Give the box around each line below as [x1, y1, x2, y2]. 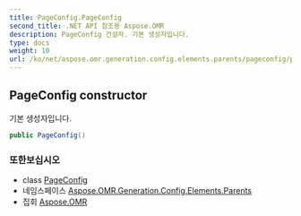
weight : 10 [9, 47, 50, 56]
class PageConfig [21, 174, 88, 185]
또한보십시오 [9, 153, 61, 166]
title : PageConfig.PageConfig [9, 13, 123, 22]
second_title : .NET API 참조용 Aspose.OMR [9, 22, 165, 30]
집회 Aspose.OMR [21, 196, 88, 207]
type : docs [9, 38, 50, 48]
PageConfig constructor [9, 88, 148, 103]
